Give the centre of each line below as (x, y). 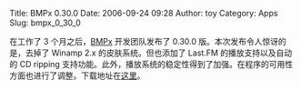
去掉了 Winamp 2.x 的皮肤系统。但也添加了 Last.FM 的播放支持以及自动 (159, 53)
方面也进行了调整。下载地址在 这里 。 (77, 75)
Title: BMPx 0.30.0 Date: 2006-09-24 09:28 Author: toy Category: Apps (144, 13)
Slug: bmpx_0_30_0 (45, 23)
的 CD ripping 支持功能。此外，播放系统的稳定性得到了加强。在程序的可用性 (151, 64)
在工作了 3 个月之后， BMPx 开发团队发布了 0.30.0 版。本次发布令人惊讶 (144, 41)
